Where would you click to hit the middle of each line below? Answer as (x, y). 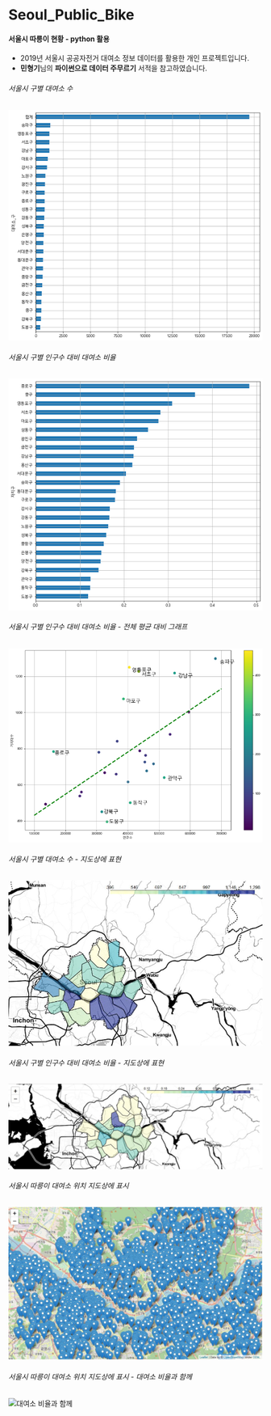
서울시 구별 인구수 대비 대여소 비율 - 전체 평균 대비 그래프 (98, 627)
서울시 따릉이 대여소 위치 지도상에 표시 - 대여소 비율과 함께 (100, 1377)
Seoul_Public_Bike (71, 15)
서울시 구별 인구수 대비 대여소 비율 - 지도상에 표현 (86, 1063)
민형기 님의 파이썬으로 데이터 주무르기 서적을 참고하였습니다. (114, 68)
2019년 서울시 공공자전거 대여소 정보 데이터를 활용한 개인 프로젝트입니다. (135, 58)
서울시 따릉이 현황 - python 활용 (59, 39)
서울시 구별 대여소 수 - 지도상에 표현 (65, 859)
